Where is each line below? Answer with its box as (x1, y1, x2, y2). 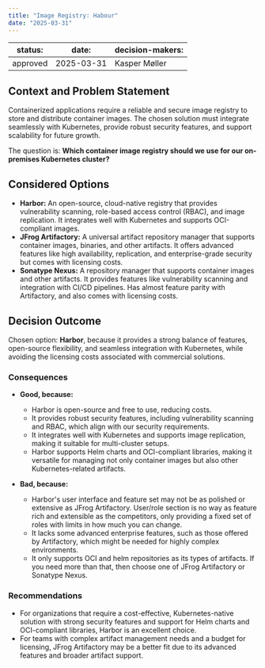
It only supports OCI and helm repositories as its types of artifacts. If (31, 554, 255, 563)
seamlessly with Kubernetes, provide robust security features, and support (8, 122, 252, 132)
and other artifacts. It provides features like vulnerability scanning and (19, 274, 248, 284)
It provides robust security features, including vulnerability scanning (31, 414, 254, 423)
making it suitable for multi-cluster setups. (31, 439, 170, 449)
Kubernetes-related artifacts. (31, 464, 127, 474)
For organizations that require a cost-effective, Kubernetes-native (19, 608, 234, 618)
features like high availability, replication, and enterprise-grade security (19, 249, 253, 258)
